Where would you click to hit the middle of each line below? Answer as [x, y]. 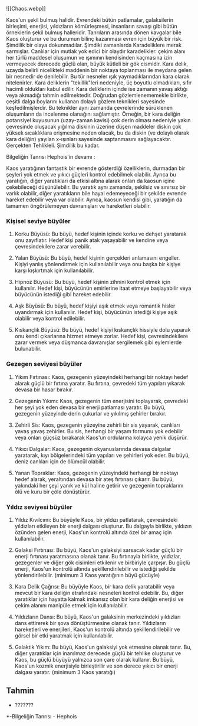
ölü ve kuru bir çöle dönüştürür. [53, 492]
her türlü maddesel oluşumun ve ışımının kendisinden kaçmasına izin [89, 58]
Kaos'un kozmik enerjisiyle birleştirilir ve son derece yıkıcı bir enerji [96, 666]
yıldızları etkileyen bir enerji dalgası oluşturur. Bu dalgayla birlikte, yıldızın [103, 526]
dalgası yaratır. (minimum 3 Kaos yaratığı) [65, 672]
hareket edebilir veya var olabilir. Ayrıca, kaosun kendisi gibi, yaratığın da [94, 200]
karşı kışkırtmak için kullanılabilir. [54, 270]
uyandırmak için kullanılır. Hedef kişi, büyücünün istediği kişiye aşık [96, 312]
